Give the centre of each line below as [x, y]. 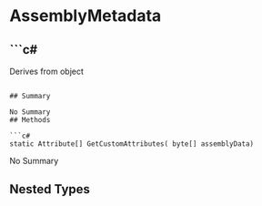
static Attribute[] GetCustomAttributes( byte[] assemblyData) [132, 144]
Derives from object [47, 71]
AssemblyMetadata [86, 16]
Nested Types [50, 189]
